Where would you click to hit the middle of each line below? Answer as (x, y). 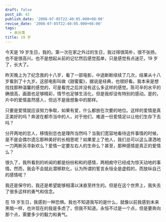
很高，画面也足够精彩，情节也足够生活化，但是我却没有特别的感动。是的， (85, 93)
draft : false (19, 10)
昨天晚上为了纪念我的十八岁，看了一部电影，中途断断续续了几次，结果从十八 (83, 75)
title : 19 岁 (18, 38)
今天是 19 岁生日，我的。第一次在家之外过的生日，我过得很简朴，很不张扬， (82, 52)
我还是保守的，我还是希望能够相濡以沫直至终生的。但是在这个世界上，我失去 (83, 185)
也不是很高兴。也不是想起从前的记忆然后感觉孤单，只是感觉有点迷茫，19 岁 (82, 58)
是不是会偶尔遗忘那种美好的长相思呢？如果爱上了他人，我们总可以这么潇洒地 (83, 139)
